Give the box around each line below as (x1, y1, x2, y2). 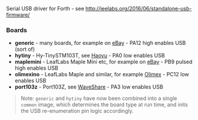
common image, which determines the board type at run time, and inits (20, 101, 188, 108)
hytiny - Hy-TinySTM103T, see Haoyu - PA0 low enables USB (14, 52, 165, 59)
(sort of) (14, 46, 35, 53)
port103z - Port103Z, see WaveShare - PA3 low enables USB (14, 83, 164, 90)
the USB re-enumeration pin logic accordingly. (20, 108, 134, 115)
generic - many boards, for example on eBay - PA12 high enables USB (14, 40, 186, 47)
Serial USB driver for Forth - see (6, 5, 85, 12)
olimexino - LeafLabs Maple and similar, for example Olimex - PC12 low (14, 71, 189, 78)
